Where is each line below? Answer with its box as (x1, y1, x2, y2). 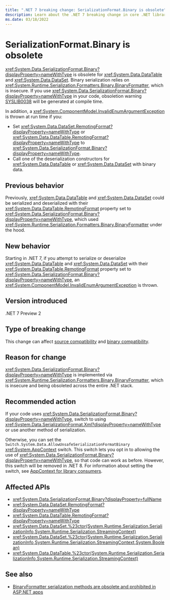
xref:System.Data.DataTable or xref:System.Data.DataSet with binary (12, 161, 156, 167)
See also (5, 570, 33, 579)
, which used (71, 216, 99, 222)
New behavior (5, 242, 51, 250)
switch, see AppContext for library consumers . (5, 468, 103, 474)
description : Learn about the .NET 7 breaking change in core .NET (5, 12, 151, 17)
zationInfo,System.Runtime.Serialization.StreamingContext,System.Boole (12, 539, 164, 545)
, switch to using (71, 416, 106, 422)
